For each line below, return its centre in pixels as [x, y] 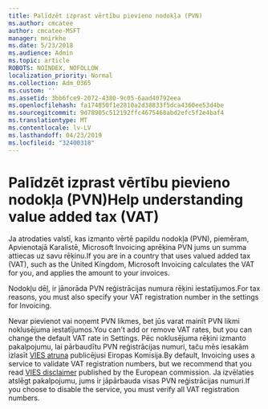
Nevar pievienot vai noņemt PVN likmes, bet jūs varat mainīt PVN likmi [124, 321]
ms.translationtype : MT [48, 121]
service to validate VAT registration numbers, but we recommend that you [130, 364]
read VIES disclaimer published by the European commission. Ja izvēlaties [131, 372]
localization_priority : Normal [61, 76]
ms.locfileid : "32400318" [51, 143]
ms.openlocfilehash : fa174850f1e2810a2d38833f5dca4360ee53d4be [116, 105]
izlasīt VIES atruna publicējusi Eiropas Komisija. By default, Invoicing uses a [132, 355]
